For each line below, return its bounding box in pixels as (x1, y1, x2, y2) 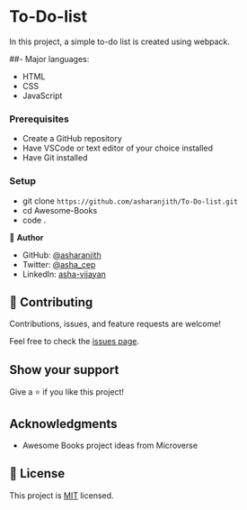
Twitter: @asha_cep (22, 259, 96, 269)
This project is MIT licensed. (9, 489, 114, 501)
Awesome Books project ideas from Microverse (22, 440, 198, 451)
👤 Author (9, 232, 44, 242)
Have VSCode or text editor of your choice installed (22, 142, 214, 154)
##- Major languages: (9, 53, 90, 64)
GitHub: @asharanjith (22, 250, 101, 260)
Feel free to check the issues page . (9, 336, 139, 347)
